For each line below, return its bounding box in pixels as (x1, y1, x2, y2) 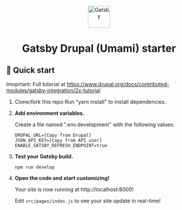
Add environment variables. (14, 110, 85, 117)
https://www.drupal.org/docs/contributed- (67, 81, 170, 87)
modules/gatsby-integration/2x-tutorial (6, 87, 101, 94)
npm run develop (14, 164, 55, 170)
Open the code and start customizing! (14, 175, 110, 181)
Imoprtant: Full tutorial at (6, 81, 66, 87)
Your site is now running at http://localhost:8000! (14, 186, 134, 193)
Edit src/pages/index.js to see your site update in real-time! (14, 197, 161, 204)
